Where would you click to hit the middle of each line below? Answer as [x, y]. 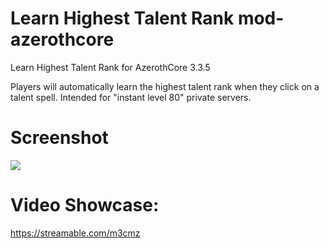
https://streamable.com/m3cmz [75, 233]
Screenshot [59, 138]
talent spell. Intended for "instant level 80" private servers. [131, 97]
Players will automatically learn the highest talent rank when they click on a [165, 86]
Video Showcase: [85, 205]
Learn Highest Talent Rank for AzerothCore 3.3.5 [110, 67]
